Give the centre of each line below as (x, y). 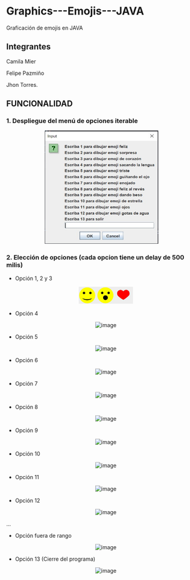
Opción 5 (26, 337)
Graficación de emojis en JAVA (45, 28)
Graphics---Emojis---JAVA (75, 11)
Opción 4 (27, 314)
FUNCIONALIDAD (40, 104)
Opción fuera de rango (43, 536)
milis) (14, 265)
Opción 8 (26, 407)
